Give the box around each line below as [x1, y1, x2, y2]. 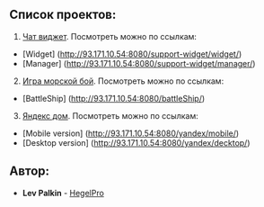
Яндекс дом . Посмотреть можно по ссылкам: [22, 110, 199, 121]
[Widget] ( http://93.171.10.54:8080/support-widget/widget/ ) [22, 49, 242, 59]
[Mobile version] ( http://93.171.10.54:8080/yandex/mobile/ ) [22, 128, 240, 139]
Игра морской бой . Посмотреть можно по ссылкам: [22, 76, 224, 86]
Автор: [9, 164, 50, 179]
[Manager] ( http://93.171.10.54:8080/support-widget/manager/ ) [22, 58, 256, 68]
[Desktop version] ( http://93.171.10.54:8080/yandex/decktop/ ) [22, 137, 251, 148]
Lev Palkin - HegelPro [22, 187, 105, 198]
